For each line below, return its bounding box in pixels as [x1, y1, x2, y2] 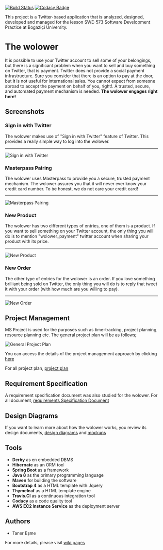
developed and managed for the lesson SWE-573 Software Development [5, 19, 150, 25]
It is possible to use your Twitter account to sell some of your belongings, [5, 57, 152, 63]
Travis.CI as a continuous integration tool [12, 493, 95, 498]
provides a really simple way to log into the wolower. [5, 138, 110, 144]
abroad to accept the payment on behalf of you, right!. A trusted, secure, [5, 83, 150, 89]
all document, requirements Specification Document [5, 397, 109, 403]
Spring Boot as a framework [12, 467, 69, 473]
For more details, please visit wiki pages [5, 539, 85, 545]
